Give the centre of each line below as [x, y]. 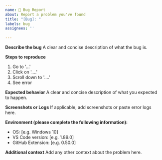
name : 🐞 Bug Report [25, 10]
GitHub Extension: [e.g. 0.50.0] [44, 142]
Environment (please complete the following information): [67, 122]
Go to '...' [21, 66]
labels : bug [17, 24]
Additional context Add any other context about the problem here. [74, 152]
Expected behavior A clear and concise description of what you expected [81, 92]
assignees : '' [20, 28]
